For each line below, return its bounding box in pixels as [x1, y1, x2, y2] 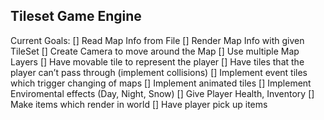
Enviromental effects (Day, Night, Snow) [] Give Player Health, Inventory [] [10, 87, 315, 99]
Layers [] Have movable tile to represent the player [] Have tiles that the [10, 55, 305, 68]
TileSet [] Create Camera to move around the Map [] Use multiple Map [10, 45, 300, 57]
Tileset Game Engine [10, 8, 142, 25]
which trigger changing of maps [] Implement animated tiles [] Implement [10, 77, 312, 89]
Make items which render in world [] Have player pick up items [10, 98, 268, 110]
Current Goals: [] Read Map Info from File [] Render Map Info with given [10, 34, 305, 46]
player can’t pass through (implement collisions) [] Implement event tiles [10, 66, 308, 78]
